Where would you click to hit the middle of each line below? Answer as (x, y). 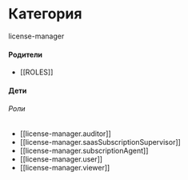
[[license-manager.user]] (61, 159)
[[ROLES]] (36, 72)
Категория (45, 14)
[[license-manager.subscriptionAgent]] (84, 150)
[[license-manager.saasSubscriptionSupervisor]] (100, 142)
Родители (25, 54)
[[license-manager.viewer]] (65, 167)
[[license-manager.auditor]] (66, 134)
